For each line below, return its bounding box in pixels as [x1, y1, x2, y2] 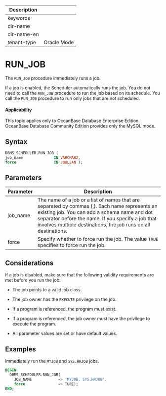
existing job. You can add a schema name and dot [37, 209, 153, 216]
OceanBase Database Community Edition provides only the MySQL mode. [5, 123, 156, 129]
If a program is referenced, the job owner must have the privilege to [12, 316, 150, 322]
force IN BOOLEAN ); [5, 160, 83, 165]
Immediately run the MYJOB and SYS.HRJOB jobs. [5, 358, 99, 364]
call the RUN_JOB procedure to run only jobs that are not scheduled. [5, 95, 140, 101]
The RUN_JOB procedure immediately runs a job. [5, 75, 101, 81]
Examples [5, 345, 36, 353]
